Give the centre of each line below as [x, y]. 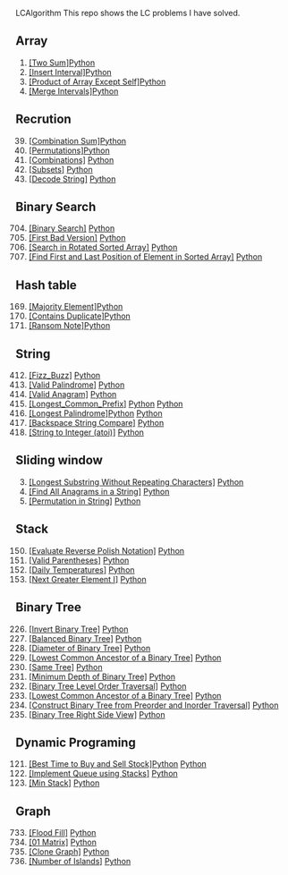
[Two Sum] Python [62, 63]
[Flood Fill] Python [62, 833]
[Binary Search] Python [72, 228]
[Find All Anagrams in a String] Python [99, 491]
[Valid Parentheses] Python [79, 560]
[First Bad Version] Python [77, 238]
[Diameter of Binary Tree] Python [89, 648]
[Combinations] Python [71, 159]
